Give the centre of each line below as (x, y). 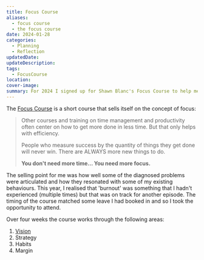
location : (19, 80)
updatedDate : (23, 57)
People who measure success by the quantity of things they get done (108, 145)
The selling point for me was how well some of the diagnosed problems (96, 175)
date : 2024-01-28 (28, 35)
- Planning (25, 46)
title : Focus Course (32, 12)
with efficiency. (40, 133)
